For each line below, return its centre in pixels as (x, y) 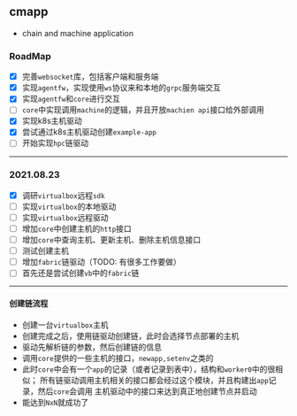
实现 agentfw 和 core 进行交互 (71, 99)
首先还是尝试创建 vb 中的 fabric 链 (80, 273)
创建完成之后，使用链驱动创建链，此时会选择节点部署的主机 (130, 335)
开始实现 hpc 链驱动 (55, 143)
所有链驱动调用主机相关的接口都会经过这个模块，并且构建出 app (154, 380)
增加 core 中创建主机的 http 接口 (77, 229)
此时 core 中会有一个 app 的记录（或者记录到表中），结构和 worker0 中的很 (148, 369)
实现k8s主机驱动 (52, 121)
